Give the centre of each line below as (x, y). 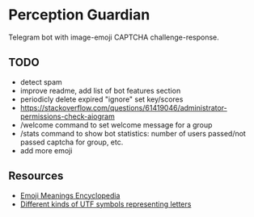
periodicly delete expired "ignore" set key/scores (102, 99)
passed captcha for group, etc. (72, 142)
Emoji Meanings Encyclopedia (70, 195)
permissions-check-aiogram (67, 116)
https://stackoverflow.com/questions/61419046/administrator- (124, 107)
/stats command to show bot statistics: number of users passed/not (133, 133)
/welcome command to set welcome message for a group (116, 125)
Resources (36, 176)
